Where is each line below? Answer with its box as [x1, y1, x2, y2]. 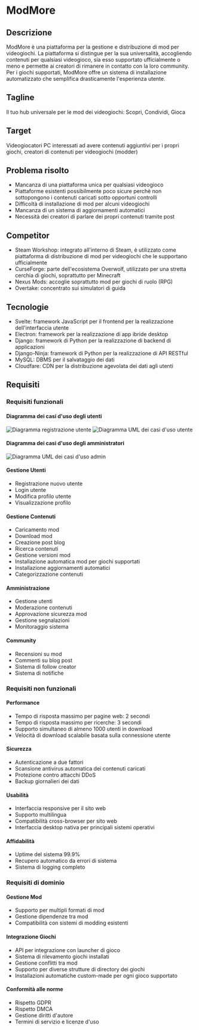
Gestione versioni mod [14, 552, 71, 559]
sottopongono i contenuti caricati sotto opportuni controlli [14, 194, 157, 201]
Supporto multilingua [14, 811, 67, 818]
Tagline [6, 92, 35, 102]
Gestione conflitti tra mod [14, 959, 78, 966]
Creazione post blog [14, 539, 65, 546]
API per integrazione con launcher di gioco [14, 946, 121, 953]
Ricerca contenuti [14, 545, 59, 552]
